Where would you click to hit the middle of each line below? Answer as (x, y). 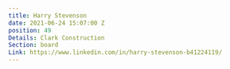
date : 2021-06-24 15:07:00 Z (57, 23)
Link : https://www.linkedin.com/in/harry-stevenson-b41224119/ (115, 52)
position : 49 (30, 30)
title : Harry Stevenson (48, 15)
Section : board (33, 45)
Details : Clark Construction (57, 38)
